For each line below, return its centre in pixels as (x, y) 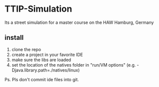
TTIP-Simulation (39, 9)
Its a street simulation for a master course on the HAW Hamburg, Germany (79, 22)
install (14, 38)
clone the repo (26, 49)
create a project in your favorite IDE (47, 54)
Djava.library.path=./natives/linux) (46, 70)
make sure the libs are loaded (41, 60)
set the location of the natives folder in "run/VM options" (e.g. (74, 65)
